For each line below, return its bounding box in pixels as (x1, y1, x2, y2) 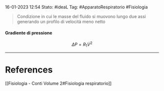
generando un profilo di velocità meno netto (17, 19, 106, 24)
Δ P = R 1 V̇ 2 (71, 41, 93, 48)
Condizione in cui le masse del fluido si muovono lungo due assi (17, 14, 146, 19)
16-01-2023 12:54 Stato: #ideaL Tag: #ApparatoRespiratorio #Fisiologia (5, 4, 148, 10)
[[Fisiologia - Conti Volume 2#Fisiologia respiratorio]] (5, 80, 112, 86)
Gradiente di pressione (5, 30, 53, 36)
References (5, 64, 53, 75)
